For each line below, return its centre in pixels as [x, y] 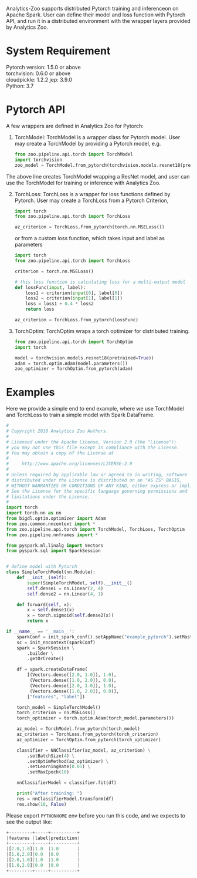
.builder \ [40, 653]
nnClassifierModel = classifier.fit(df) [67, 783]
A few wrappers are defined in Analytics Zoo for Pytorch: [75, 126]
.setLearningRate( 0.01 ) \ [59, 767]
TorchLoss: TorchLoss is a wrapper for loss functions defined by [92, 194]
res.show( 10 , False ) [42, 804]
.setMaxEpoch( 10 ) [48, 772]
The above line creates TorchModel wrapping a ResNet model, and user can [98, 176]
